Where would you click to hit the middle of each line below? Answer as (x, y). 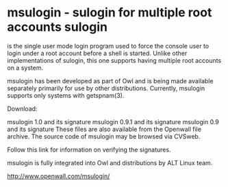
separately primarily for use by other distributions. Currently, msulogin (106, 88)
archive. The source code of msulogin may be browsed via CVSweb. (104, 136)
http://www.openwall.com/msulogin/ (59, 176)
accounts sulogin (58, 27)
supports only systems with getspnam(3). (66, 95)
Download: (22, 109)
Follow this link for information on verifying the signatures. (89, 149)
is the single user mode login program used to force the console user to (108, 46)
